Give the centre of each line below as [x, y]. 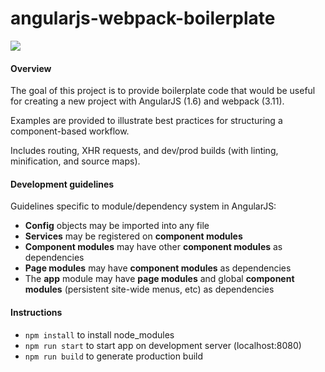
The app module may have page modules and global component [159, 279]
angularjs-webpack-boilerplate [143, 18]
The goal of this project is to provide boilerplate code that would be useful [163, 91]
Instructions [36, 312]
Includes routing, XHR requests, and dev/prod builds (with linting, [144, 151]
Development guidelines [62, 184]
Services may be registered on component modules [133, 236]
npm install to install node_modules [99, 334]
